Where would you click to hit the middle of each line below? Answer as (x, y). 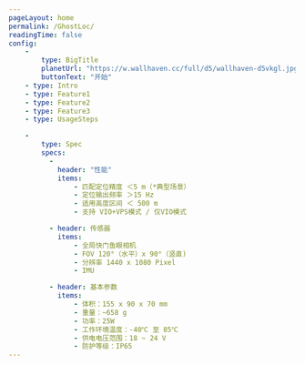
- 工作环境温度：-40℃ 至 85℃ (126, 330)
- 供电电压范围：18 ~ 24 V (120, 338)
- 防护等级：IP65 (103, 347)
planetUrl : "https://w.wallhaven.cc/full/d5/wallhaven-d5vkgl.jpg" (172, 69)
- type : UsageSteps (62, 119)
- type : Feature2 (58, 102)
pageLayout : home (41, 18)
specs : (54, 153)
